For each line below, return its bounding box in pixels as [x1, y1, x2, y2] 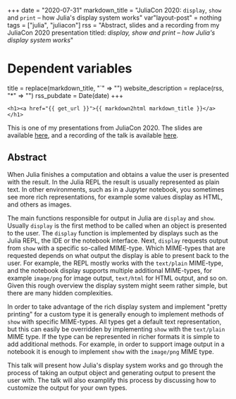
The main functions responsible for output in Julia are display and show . [7, 214, 216, 222]
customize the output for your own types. [7, 383, 128, 392]
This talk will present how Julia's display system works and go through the [7, 361, 223, 369]
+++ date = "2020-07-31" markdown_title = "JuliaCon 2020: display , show [7, 6, 222, 14]
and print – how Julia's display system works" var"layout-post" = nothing [7, 13, 222, 22]
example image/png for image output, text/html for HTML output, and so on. [7, 274, 228, 282]
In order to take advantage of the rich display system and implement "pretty [7, 302, 228, 311]
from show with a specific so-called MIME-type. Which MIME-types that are [7, 243, 225, 252]
